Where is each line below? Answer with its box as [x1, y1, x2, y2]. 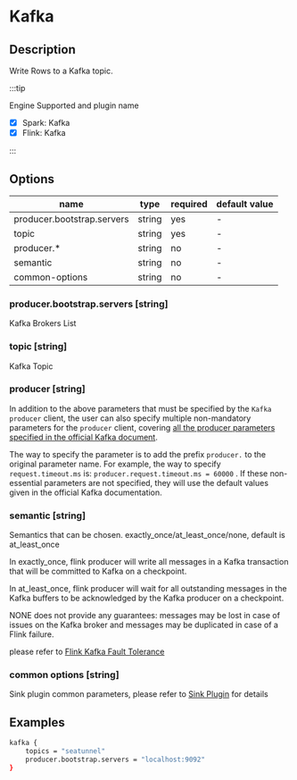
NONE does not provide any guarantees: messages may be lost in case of [9, 610, 281, 621]
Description [9, 42, 76, 57]
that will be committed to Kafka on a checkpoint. [9, 566, 187, 577]
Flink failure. [9, 629, 55, 640]
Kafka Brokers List [9, 318, 77, 329]
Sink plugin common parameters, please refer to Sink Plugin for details [9, 689, 269, 700]
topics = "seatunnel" [25, 747, 105, 756]
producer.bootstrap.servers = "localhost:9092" [25, 755, 205, 764]
